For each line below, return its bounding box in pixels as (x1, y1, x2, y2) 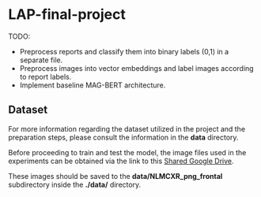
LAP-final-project (8, 6, 127, 24)
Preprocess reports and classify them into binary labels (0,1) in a (19, 46, 229, 56)
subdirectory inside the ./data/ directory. (8, 180, 142, 189)
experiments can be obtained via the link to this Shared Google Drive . (8, 156, 235, 165)
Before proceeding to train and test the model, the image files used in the (8, 147, 247, 157)
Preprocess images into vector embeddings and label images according (19, 63, 255, 72)
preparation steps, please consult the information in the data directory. (8, 132, 239, 142)
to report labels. (19, 72, 72, 81)
